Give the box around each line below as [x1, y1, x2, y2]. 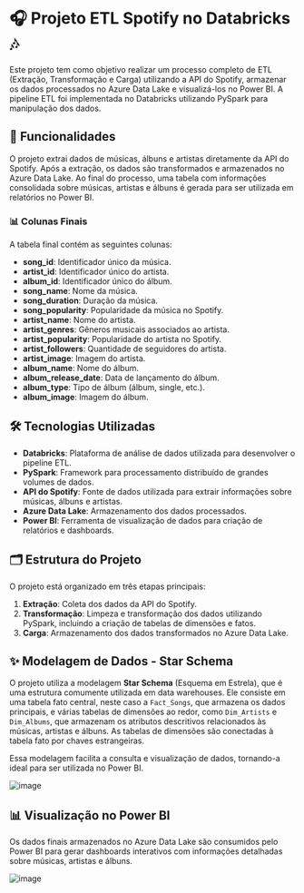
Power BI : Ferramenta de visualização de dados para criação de [22, 515, 263, 525]
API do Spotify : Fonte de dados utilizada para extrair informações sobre [22, 486, 292, 496]
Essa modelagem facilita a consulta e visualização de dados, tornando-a [9, 753, 281, 764]
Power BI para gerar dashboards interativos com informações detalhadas [9, 846, 283, 857]
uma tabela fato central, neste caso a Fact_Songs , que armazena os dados [9, 697, 286, 708]
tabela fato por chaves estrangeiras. [9, 735, 145, 746]
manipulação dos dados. [9, 103, 102, 113]
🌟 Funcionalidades [9, 129, 116, 144]
